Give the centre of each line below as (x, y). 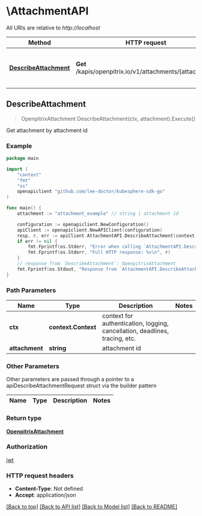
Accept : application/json (45, 495)
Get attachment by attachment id (47, 130)
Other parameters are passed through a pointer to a (70, 379)
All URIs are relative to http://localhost (53, 28)
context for (118, 316)
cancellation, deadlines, (136, 331)
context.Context (73, 327)
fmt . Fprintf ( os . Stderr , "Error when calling (84, 247)
